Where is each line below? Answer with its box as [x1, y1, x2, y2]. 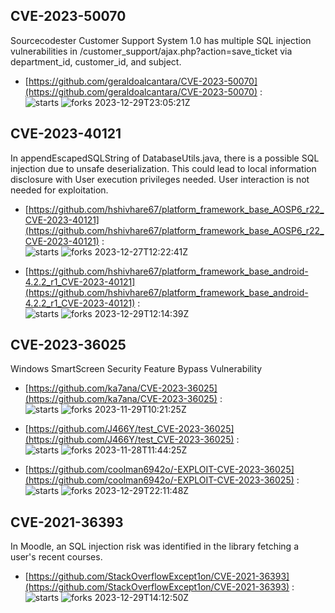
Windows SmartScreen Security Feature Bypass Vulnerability [10, 363, 263, 375]
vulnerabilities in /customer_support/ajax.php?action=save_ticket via [10, 45, 293, 57]
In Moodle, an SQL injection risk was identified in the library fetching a [10, 540, 300, 553]
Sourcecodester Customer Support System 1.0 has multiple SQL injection [10, 34, 312, 46]
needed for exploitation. [10, 184, 109, 196]
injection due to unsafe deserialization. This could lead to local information [10, 162, 317, 174]
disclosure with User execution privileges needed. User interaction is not [10, 173, 310, 185]
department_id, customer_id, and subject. [10, 55, 182, 68]
